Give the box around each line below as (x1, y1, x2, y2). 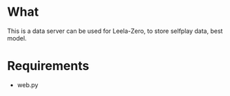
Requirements (7, 58, 90, 74)
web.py (17, 80, 39, 89)
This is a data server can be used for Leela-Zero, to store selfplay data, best (7, 27, 223, 35)
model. (7, 34, 27, 42)
